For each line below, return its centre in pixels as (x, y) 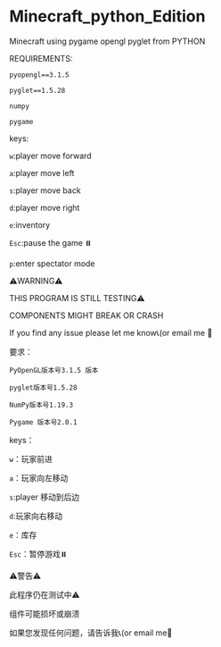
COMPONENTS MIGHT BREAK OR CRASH (86, 315)
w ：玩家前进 (31, 458)
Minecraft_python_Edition (107, 17)
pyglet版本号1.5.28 (43, 387)
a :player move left (42, 172)
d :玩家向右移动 (36, 516)
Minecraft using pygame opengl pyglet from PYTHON (107, 41)
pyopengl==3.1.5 (39, 75)
